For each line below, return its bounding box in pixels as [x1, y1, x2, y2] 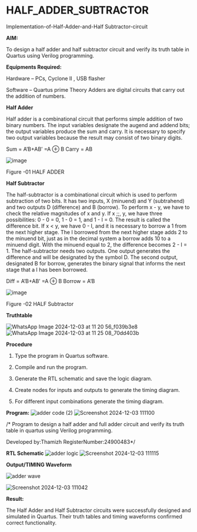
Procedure [6, 341, 32, 348]
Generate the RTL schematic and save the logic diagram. [14, 375, 153, 382]
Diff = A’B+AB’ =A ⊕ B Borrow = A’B [6, 277, 95, 284]
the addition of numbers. [6, 92, 66, 99]
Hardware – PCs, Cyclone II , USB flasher [6, 75, 106, 82]
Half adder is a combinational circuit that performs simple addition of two [6, 115, 183, 122]
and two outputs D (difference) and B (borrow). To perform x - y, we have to [6, 204, 190, 211]
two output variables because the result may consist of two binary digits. [6, 134, 183, 141]
